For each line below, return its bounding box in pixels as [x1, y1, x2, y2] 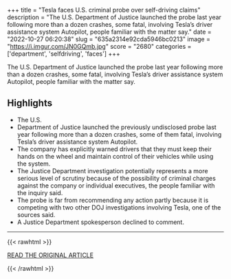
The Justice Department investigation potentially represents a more [16, 166, 208, 175]
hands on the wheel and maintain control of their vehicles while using [16, 152, 214, 160]
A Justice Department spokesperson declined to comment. [16, 218, 184, 226]
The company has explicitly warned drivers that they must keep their [16, 144, 212, 153]
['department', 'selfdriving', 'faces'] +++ [7, 49, 120, 58]
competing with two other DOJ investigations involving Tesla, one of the [16, 203, 221, 212]
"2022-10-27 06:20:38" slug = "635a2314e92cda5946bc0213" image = [7, 35, 211, 43]
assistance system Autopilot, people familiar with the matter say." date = [7, 27, 212, 36]
